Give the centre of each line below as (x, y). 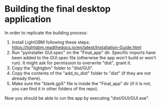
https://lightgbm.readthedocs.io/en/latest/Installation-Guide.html (77, 47)
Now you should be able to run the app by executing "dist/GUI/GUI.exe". (77, 98)
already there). (26, 78)
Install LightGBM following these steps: (51, 42)
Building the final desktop (58, 9)
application (28, 19)
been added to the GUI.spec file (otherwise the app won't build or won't (84, 57)
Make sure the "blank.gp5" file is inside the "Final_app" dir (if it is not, (81, 83)
